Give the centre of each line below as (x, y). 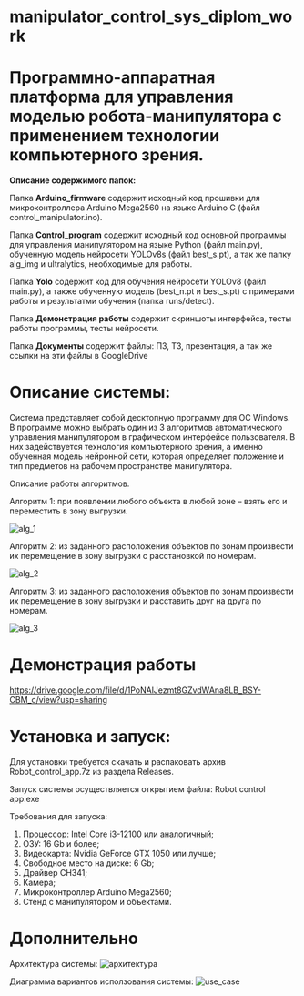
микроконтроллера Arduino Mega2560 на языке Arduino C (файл (135, 208)
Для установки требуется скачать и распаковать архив (117, 761)
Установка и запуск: (90, 737)
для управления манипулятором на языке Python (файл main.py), (136, 245)
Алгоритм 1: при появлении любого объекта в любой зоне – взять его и (148, 502)
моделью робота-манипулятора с (146, 117)
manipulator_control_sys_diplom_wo (151, 17)
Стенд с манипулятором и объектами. (97, 901)
